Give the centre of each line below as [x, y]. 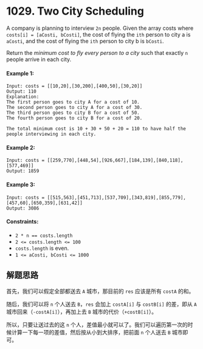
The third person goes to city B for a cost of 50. [73, 113]
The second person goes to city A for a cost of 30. [74, 108]
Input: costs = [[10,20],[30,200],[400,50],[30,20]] [74, 86]
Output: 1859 [23, 171]
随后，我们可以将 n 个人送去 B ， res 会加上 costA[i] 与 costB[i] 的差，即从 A [101, 304]
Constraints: [22, 222]
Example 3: [21, 185]
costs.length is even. [42, 248]
